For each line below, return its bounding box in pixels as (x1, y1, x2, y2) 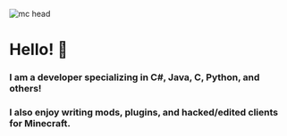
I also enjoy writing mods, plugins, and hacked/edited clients (9, 107, 279, 119)
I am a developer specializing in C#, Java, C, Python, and (9, 71, 260, 84)
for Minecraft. (9, 117, 72, 130)
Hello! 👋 (9, 40, 69, 60)
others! (9, 83, 42, 95)
